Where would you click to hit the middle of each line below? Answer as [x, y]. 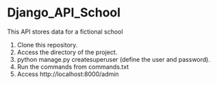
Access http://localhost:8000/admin [68, 74]
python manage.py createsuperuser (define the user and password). [114, 59]
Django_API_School [64, 13]
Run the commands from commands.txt [73, 66]
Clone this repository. [47, 45]
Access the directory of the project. [67, 52]
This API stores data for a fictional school [65, 32]
